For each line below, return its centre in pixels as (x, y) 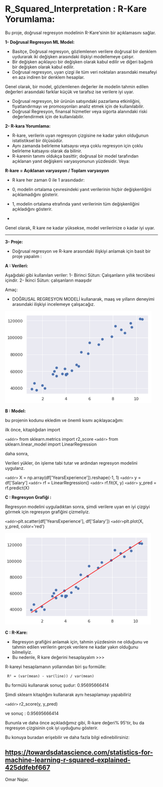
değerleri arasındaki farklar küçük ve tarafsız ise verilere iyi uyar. (70, 92)
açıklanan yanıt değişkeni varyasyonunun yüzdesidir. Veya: (71, 161)
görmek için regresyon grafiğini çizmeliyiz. (48, 512)
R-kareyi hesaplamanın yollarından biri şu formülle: (56, 667)
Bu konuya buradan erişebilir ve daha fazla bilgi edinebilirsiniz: (67, 737)
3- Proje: (14, 241)
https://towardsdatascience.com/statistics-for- (79, 753)
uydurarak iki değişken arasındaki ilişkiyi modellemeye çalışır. (73, 56)
